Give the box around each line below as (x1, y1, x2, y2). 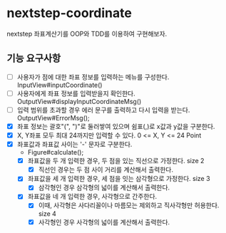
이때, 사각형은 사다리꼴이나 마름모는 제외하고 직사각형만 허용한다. (38, 201, 220, 209)
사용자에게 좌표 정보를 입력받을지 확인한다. (16, 89, 136, 98)
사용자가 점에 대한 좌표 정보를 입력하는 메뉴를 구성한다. (16, 73, 170, 81)
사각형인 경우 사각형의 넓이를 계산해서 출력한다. (38, 217, 170, 226)
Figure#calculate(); (27, 148, 84, 157)
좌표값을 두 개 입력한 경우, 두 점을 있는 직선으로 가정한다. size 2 (27, 157, 205, 165)
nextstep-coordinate (6, 5, 133, 21)
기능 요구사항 (6, 52, 61, 65)
